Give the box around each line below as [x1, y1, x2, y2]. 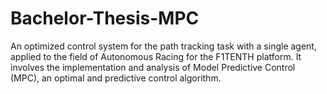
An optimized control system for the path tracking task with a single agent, [10, 40, 317, 52]
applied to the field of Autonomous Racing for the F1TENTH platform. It [10, 50, 302, 62]
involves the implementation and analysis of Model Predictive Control [10, 61, 296, 73]
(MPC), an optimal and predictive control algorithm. [10, 72, 222, 84]
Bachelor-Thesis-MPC [10, 7, 200, 30]
